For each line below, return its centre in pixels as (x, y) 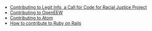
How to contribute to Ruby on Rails (45, 23)
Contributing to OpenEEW (36, 12)
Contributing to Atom (31, 18)
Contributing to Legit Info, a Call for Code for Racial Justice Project (78, 7)
